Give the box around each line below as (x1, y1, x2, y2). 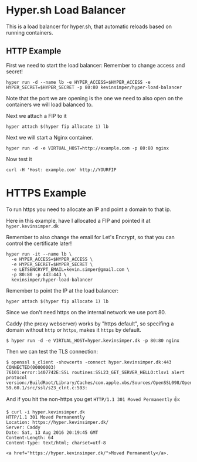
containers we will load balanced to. (6, 101, 93, 108)
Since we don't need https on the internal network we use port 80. (6, 308, 167, 315)
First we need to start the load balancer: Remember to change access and (6, 62, 185, 69)
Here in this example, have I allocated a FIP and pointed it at (6, 217, 151, 224)
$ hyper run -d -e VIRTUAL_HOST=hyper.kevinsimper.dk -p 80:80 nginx (6, 338, 180, 344)
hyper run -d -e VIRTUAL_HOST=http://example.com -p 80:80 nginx (6, 145, 169, 151)
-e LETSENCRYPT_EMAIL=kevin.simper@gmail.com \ (11, 266, 130, 273)
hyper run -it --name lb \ (6, 251, 72, 257)
